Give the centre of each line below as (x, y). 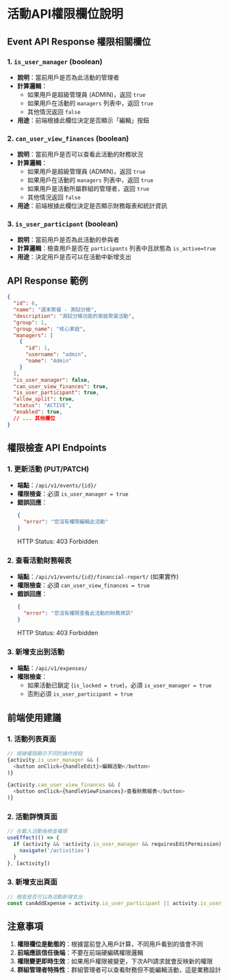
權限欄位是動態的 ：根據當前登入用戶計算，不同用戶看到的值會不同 (110, 944)
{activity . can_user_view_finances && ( (64, 785)
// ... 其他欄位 (35, 418)
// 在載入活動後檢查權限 (37, 832)
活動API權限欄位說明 (65, 14)
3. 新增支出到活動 (36, 652)
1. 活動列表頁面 (32, 739)
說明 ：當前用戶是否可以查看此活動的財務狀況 (80, 155)
